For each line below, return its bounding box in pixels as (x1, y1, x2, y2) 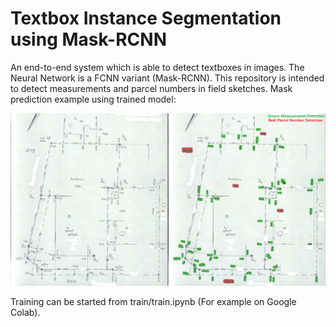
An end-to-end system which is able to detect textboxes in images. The (10, 61, 305, 73)
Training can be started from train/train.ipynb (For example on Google (10, 295, 297, 307)
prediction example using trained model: (10, 93, 177, 105)
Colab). (10, 306, 41, 318)
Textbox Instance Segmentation (10, 7, 282, 30)
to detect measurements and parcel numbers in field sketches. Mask (10, 82, 293, 94)
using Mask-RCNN (10, 28, 167, 51)
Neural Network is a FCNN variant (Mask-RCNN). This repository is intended (10, 72, 325, 84)
